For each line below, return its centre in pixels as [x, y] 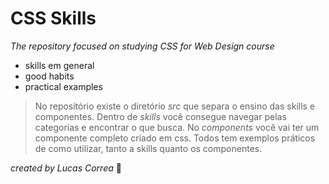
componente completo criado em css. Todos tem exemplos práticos [175, 138]
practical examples [63, 86]
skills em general [59, 65]
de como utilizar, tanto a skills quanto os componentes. [148, 148]
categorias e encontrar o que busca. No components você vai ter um [177, 127]
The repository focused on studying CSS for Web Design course [142, 46]
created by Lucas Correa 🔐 [66, 168]
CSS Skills [53, 18]
